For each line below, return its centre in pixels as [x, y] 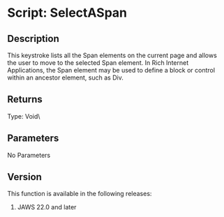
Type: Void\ [24, 116]
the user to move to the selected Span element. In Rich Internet [98, 63]
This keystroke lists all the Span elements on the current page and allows [112, 55]
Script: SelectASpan [67, 13]
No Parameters [29, 155]
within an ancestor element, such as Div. [65, 77]
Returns [25, 99]
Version [24, 177]
